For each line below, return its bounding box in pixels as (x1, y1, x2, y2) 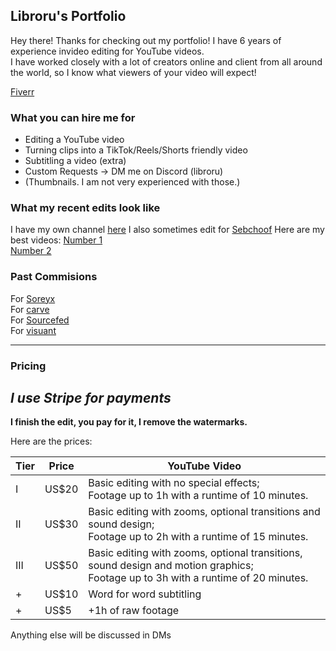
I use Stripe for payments (10, 390, 172, 407)
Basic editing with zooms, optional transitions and (88, 505, 321, 519)
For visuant (10, 324, 57, 336)
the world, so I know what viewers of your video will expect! (10, 66, 257, 78)
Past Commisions (10, 270, 98, 284)
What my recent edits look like (10, 201, 161, 215)
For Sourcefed (10, 314, 70, 326)
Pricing (10, 359, 47, 373)
